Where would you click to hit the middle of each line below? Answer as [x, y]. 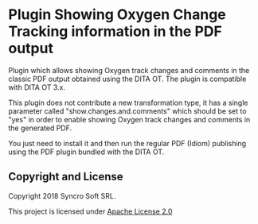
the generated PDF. [40, 128]
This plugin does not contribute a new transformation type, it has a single [128, 102]
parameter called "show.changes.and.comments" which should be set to [127, 111]
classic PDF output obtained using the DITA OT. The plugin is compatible [127, 79]
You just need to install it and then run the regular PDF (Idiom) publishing [127, 143]
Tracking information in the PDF [115, 31]
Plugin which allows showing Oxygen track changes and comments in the [129, 70]
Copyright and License [66, 177]
